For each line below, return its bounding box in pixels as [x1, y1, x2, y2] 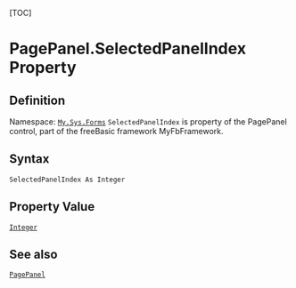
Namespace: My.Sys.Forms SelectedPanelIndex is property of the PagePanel [9, 116, 287, 127]
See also [9, 247, 58, 262]
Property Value [9, 199, 95, 214]
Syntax [9, 151, 50, 167]
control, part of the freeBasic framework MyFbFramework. [9, 126, 225, 136]
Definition [9, 92, 65, 108]
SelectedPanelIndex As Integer [9, 175, 126, 184]
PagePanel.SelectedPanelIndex [9, 39, 247, 59]
